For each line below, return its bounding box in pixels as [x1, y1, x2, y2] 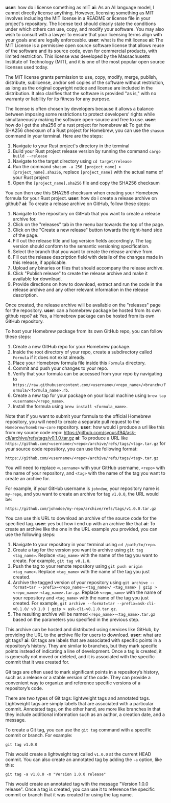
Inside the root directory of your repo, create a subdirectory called [12, 349, 152, 355]
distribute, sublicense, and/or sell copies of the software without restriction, [5, 79, 165, 85]
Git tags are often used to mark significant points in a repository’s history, [5, 669, 159, 675]
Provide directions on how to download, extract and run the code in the [12, 281, 162, 287]
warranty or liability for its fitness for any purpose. [5, 96, 111, 102]
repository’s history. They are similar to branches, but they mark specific [5, 643, 158, 649]
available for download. [12, 276, 62, 282]
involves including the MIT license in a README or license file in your [5, 15, 151, 21]
